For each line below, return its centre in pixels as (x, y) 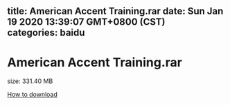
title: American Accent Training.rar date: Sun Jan (115, 11)
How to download (32, 95)
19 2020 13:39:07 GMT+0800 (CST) (86, 22)
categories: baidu (46, 33)
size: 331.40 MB (30, 81)
